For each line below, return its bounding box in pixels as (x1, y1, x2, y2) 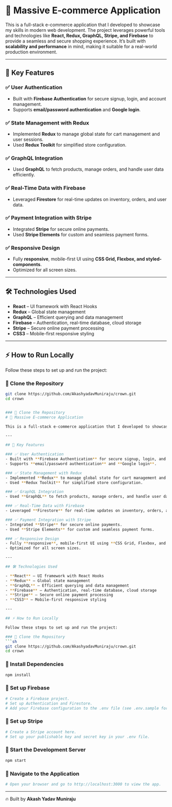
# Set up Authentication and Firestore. (5, 701, 93, 706)
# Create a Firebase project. (5, 696, 70, 701)
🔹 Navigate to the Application (5, 770, 80, 777)
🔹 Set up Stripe (5, 718, 44, 725)
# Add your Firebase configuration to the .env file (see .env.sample (5, 705, 159, 711)
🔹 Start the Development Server (5, 746, 86, 753)
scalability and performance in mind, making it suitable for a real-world (5, 43, 157, 49)
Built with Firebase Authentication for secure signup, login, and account (12, 95, 166, 102)
